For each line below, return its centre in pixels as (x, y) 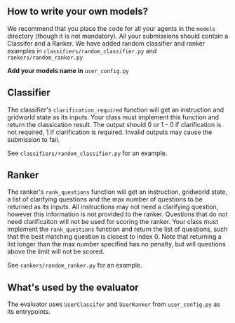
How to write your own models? (78, 12)
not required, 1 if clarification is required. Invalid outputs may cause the (110, 132)
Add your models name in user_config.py (68, 70)
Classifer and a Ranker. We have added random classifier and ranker (106, 43)
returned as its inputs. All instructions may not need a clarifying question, (113, 207)
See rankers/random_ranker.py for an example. (75, 265)
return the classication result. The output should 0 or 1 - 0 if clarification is (114, 124)
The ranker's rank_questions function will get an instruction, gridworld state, (117, 192)
